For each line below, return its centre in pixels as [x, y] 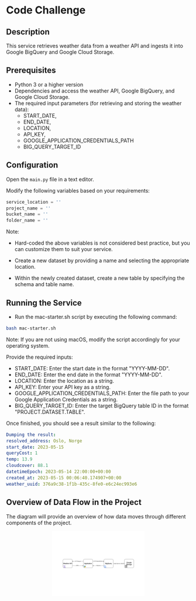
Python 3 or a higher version [49, 84]
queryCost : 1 [22, 453]
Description [28, 32]
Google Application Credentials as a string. [66, 399]
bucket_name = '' [27, 214]
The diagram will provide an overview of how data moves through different [96, 516]
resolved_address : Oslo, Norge [44, 441]
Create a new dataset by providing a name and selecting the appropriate [102, 260]
